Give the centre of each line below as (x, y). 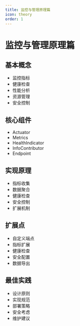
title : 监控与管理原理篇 (28, 10)
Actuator (21, 132)
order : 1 (14, 19)
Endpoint (22, 154)
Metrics (20, 138)
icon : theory (19, 14)
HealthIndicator (28, 143)
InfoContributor (28, 148)
